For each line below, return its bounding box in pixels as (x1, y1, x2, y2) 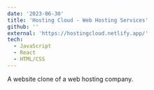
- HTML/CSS (13, 56, 45, 63)
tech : (7, 36, 23, 43)
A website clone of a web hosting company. (7, 75, 134, 83)
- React (13, 50, 36, 57)
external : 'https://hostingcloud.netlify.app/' (7, 29, 149, 37)
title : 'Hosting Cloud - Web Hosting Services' (7, 17, 149, 24)
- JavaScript (13, 43, 52, 50)
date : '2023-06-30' (7, 10, 64, 17)
